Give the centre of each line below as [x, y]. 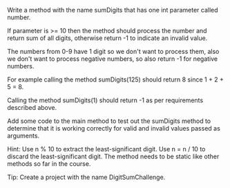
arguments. [23, 135]
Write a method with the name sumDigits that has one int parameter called [113, 10]
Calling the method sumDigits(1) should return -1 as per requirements [105, 100]
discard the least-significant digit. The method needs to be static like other [113, 156]
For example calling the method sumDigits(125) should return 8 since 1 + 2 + [116, 79]
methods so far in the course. [49, 164]
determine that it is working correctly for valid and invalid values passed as [114, 128]
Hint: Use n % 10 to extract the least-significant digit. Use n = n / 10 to [106, 149]
